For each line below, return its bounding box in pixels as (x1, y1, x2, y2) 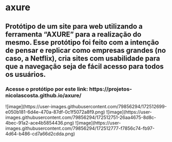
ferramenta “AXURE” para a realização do (5, 30, 142, 38)
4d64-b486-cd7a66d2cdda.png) (5, 130, 75, 137)
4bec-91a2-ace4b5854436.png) (5, 119, 74, 126)
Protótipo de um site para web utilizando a (5, 22, 143, 31)
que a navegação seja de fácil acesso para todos (5, 62, 164, 71)
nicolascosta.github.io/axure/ (5, 92, 82, 99)
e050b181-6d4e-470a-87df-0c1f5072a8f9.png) (5, 109, 105, 115)
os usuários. (5, 70, 46, 78)
